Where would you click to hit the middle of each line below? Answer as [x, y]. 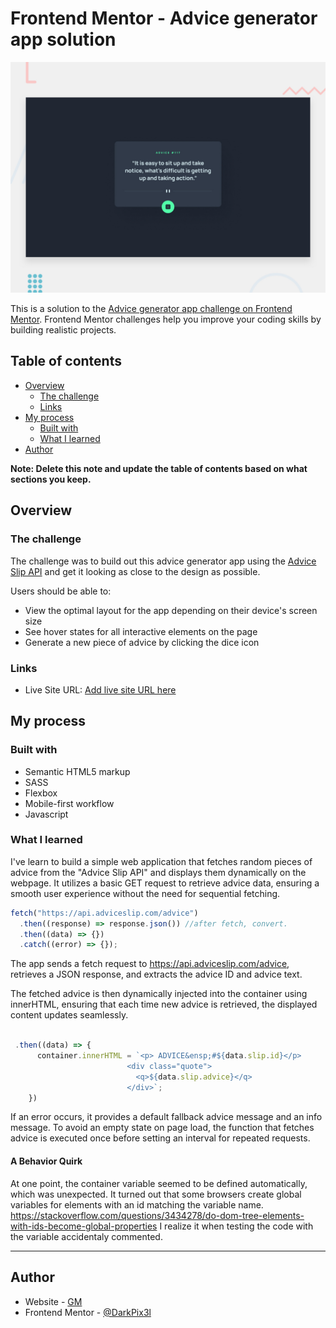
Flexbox [41, 793]
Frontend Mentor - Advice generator [164, 18]
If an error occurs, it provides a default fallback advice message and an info [166, 1117]
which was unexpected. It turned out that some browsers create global [156, 1194]
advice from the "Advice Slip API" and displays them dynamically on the [158, 872]
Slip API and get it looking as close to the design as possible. [135, 571]
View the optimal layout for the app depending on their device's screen [171, 610]
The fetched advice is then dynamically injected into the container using [159, 994]
